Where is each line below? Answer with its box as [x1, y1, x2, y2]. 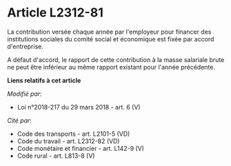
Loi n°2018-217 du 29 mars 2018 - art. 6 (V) [17, 103, 141, 111]
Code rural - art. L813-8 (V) [17, 152, 95, 160]
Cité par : [7, 116, 32, 125]
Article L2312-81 [7, 5, 103, 21]
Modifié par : [7, 90, 43, 98]
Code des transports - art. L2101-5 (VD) [17, 129, 130, 138]
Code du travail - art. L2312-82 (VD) [17, 136, 120, 145]
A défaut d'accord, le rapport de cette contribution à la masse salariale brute [7, 55, 225, 63]
